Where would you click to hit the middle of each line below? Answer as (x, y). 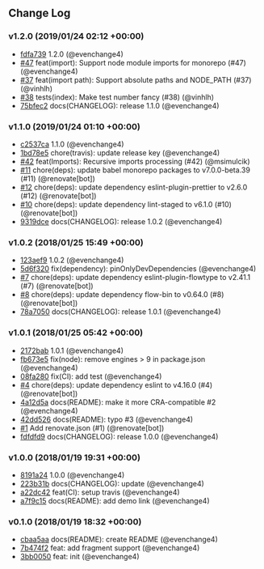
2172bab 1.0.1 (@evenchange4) (71, 350)
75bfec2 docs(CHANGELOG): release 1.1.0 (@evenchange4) (119, 105)
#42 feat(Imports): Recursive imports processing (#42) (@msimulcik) (135, 161)
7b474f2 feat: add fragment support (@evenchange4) (110, 548)
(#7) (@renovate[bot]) (57, 286)
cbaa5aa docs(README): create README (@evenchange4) (119, 539)
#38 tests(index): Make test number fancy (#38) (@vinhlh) (117, 97)
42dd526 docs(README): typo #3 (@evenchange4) (107, 419)
